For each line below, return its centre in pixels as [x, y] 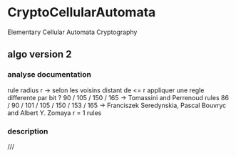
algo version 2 [40, 54]
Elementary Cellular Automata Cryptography [72, 32]
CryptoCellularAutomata [82, 12]
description [28, 131]
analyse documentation [49, 75]
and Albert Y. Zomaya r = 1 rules [55, 113]
